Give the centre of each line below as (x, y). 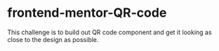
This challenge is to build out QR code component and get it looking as (109, 32)
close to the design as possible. (53, 39)
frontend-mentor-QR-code (87, 13)
